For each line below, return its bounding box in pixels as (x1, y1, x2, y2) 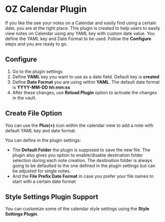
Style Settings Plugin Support (5, 192, 99, 201)
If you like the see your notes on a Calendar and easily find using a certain (5, 20, 157, 26)
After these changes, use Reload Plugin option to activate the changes (12, 89, 157, 95)
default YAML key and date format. (5, 127, 76, 133)
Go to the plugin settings (12, 68, 63, 74)
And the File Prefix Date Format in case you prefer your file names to (12, 173, 154, 179)
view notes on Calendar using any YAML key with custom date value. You (5, 30, 155, 36)
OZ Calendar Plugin (5, 3, 87, 15)
